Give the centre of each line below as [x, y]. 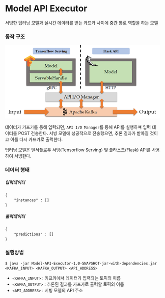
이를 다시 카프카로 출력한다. [36, 139]
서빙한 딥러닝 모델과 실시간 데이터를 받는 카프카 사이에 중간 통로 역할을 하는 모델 [82, 23]
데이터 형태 [17, 170]
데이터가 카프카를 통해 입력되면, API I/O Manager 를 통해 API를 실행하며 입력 [78, 127]
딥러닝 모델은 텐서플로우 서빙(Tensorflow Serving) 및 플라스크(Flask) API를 [78, 150]
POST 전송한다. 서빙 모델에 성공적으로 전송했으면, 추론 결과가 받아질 [83, 133]
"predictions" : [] [34, 234]
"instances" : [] [32, 200]
